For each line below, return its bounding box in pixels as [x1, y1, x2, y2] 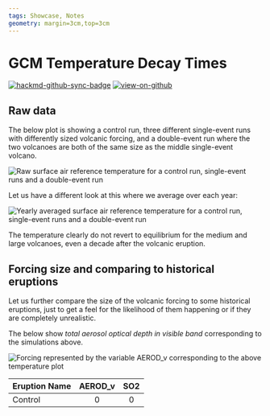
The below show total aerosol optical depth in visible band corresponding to [8, 329, 262, 339]
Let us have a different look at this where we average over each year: [8, 191, 238, 200]
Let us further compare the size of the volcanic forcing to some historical [8, 296, 251, 306]
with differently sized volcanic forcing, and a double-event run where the [8, 134, 251, 143]
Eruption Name [12, 381, 72, 392]
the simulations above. [8, 337, 83, 347]
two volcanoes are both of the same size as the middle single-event [8, 142, 234, 152]
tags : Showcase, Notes [8, 11, 85, 20]
